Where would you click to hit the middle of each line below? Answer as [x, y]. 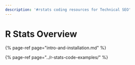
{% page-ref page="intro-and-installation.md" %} [56, 48]
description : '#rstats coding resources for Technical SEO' [68, 10]
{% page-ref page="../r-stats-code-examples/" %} [57, 57]
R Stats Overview [41, 34]
